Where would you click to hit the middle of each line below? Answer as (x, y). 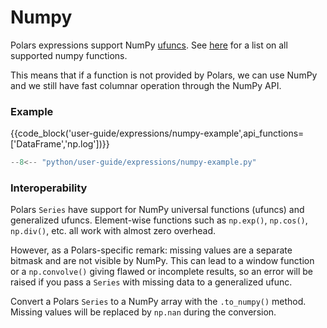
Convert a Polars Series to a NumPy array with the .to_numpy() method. (158, 302)
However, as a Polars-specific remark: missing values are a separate (151, 250)
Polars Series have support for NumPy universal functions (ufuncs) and (157, 210)
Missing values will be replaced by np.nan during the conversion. (143, 312)
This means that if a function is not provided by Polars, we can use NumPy (164, 75)
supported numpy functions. (69, 55)
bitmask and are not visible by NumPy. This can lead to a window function (162, 261)
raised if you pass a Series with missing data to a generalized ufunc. (151, 282)
